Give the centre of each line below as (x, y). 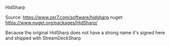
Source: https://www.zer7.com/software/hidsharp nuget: (64, 17)
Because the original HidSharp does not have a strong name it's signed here (85, 32)
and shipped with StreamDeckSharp (43, 38)
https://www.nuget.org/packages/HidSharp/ (51, 23)
